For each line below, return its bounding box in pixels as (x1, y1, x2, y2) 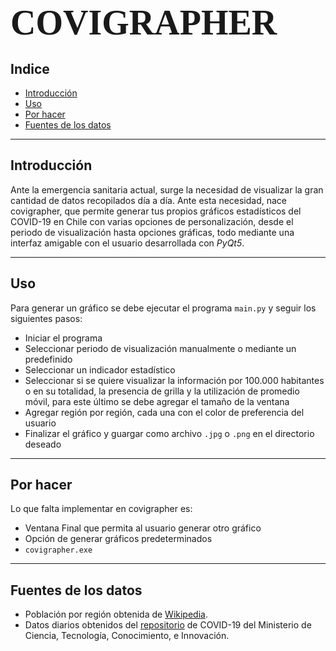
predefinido (24, 353, 73, 365)
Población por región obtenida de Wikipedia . (24, 608, 208, 621)
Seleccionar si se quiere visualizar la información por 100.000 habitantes (24, 374, 325, 386)
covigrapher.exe (24, 545, 93, 556)
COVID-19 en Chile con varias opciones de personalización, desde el (10, 215, 294, 227)
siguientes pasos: (10, 312, 83, 324)
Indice (10, 60, 50, 77)
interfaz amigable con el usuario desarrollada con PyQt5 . (10, 237, 245, 249)
